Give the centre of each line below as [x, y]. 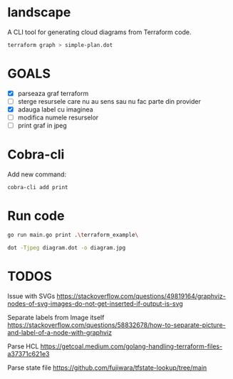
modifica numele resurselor [58, 117]
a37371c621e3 [29, 353]
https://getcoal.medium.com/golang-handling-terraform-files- [131, 346]
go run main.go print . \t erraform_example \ [73, 235]
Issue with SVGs [31, 296]
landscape [39, 12]
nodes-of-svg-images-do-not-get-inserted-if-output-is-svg [95, 304]
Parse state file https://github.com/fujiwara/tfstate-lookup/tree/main [107, 368]
